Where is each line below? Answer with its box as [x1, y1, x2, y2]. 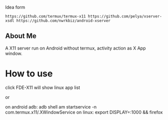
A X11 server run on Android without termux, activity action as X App [5, 45, 146, 51]
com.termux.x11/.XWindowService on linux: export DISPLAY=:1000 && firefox [5, 109, 163, 115]
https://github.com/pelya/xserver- [87, 14, 162, 19]
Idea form [5, 4, 25, 10]
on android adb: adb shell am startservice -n [5, 103, 97, 109]
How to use [5, 68, 53, 79]
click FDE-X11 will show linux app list [5, 84, 80, 90]
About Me [5, 32, 36, 40]
